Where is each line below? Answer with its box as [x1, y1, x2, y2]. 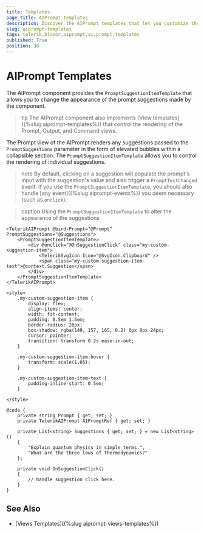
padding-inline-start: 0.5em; [28, 380, 104, 387]
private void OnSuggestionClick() [17, 465, 104, 472]
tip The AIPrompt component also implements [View [21, 114, 152, 121]
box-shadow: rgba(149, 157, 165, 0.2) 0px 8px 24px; [28, 327, 165, 333]
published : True [6, 37, 47, 43]
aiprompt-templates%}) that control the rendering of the [42, 120, 183, 128]
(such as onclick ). [21, 196, 67, 203]
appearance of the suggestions [21, 214, 100, 221]
